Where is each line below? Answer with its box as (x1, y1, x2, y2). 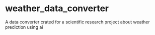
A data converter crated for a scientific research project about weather (5, 19, 150, 25)
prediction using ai (5, 24, 43, 30)
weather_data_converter (5, 3, 109, 14)
